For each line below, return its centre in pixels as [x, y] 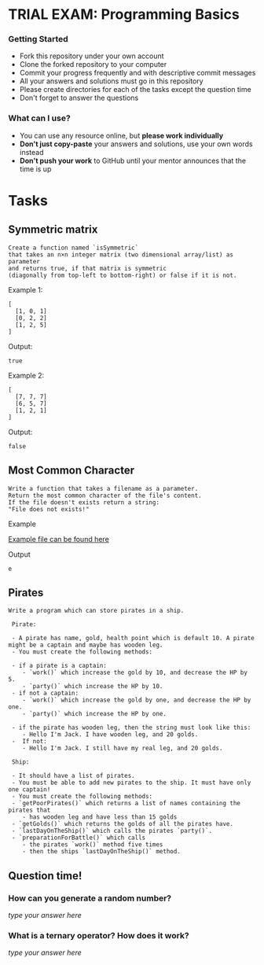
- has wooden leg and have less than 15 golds [100, 817]
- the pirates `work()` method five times [93, 845]
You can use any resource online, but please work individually [121, 135]
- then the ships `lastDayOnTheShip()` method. [101, 852]
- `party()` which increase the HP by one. [95, 714]
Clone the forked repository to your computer [93, 64]
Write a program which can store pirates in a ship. [96, 611]
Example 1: [26, 289]
